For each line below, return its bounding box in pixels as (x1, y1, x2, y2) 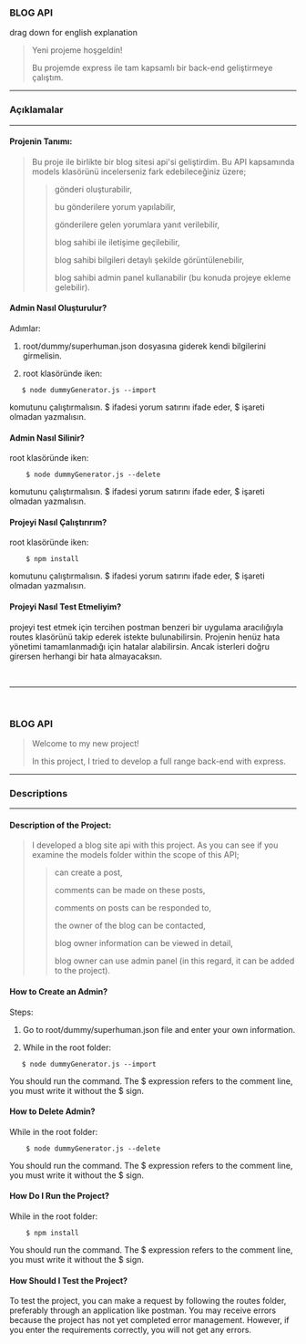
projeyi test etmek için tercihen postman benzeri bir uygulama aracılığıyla (9, 621, 284, 632)
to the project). (54, 965, 111, 976)
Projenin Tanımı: (9, 136, 73, 147)
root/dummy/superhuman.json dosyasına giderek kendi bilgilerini (22, 340, 267, 351)
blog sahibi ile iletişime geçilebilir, (54, 236, 180, 247)
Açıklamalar (9, 103, 64, 116)
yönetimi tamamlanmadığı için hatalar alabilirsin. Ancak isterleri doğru (9, 641, 270, 651)
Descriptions (9, 787, 68, 799)
